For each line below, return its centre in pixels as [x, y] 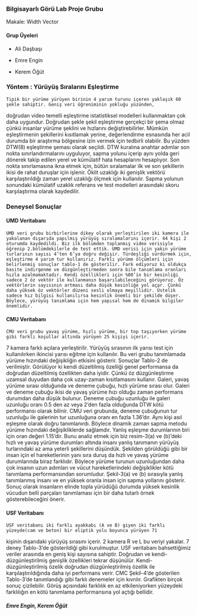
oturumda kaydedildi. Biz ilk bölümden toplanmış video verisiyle [90, 243]
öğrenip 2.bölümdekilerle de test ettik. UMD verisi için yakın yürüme [96, 249]
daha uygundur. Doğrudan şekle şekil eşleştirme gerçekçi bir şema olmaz [96, 122]
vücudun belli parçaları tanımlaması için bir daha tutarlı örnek [80, 493]
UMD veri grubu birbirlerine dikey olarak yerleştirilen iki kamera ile [98, 233]
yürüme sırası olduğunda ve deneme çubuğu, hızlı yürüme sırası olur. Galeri [98, 386]
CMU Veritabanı [26, 319]
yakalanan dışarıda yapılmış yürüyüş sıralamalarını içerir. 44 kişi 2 [96, 238]
